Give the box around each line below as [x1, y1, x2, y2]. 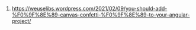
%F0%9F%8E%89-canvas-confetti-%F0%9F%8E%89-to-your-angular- [11, 11, 190, 18]
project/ [11, 18, 31, 24]
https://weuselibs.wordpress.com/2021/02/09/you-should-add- [11, 5, 168, 12]
